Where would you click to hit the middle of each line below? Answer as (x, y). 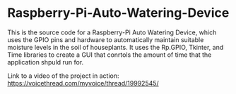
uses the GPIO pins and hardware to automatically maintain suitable (106, 39)
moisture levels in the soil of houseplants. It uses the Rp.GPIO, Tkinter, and (116, 47)
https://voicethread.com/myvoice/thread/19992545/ (83, 83)
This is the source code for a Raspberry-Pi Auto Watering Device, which (112, 32)
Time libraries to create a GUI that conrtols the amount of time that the (110, 55)
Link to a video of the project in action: (63, 76)
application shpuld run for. (46, 62)
